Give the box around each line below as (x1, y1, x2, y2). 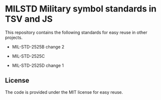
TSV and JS (5, 13, 53, 25)
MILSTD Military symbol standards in (5, 3, 157, 14)
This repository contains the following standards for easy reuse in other (5, 29, 147, 35)
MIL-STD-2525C (12, 53, 45, 59)
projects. (5, 35, 23, 40)
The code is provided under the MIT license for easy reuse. (5, 89, 123, 95)
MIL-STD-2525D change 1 (12, 62, 64, 68)
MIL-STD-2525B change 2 (12, 44, 64, 50)
